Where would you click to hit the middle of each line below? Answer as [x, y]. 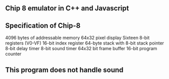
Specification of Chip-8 [43, 26]
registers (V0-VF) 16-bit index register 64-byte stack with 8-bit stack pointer [85, 43]
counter [13, 54]
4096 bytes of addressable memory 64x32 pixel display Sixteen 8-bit [77, 38]
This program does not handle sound [64, 70]
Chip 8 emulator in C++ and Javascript [67, 8]
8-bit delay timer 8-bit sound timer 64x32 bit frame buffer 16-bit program [81, 49]
